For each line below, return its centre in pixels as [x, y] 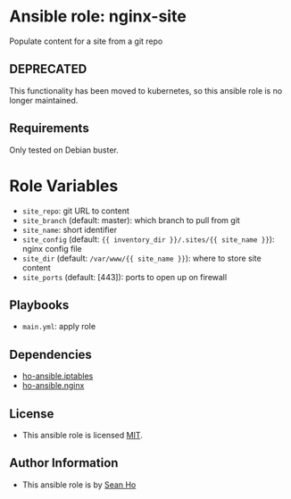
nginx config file [52, 248]
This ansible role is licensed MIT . [82, 435]
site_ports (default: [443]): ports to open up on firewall [125, 277]
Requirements [49, 128]
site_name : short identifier [70, 229]
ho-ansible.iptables [58, 376]
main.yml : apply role [59, 327]
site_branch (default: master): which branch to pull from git [131, 220]
